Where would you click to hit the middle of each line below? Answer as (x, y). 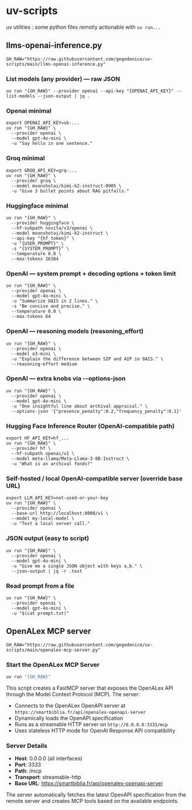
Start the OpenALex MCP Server (53, 665)
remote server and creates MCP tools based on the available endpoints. (92, 801)
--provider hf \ (31, 449)
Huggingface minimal (37, 205)
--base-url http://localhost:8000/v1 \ (60, 514)
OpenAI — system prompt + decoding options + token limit (91, 273)
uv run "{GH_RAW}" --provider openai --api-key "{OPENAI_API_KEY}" (90, 91)
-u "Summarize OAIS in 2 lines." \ (55, 301)
